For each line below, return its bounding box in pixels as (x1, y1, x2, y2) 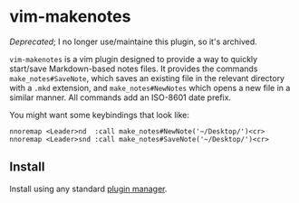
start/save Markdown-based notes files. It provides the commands (9, 63, 258, 74)
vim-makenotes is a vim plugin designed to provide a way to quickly (9, 53, 258, 64)
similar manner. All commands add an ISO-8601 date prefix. (9, 92, 232, 103)
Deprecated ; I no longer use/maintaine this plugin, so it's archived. (9, 36, 258, 47)
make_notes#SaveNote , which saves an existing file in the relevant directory (9, 72, 285, 83)
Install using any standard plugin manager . (9, 183, 168, 194)
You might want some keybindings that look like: (9, 109, 190, 120)
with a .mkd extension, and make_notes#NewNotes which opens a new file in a (9, 82, 291, 93)
